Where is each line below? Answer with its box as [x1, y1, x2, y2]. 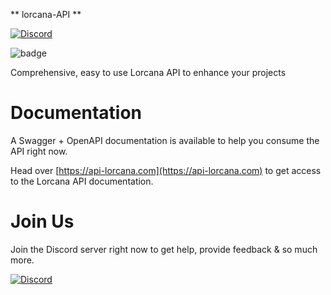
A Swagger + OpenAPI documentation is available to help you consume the [10, 134, 320, 146]
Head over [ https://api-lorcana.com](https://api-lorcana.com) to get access [10, 164, 322, 176]
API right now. [10, 145, 68, 157]
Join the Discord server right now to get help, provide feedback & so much [10, 243, 318, 255]
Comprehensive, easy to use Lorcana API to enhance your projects [10, 67, 287, 78]
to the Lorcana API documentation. [10, 175, 154, 187]
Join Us [10, 210, 75, 233]
